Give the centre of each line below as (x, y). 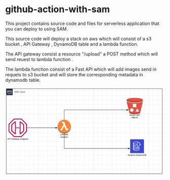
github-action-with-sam (58, 9)
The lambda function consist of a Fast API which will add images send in (81, 69)
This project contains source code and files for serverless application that (82, 23)
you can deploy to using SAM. (37, 28)
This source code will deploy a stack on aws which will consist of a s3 (78, 39)
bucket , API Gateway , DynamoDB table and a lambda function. (72, 44)
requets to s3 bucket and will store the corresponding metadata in (74, 74)
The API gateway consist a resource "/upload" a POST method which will (82, 54)
